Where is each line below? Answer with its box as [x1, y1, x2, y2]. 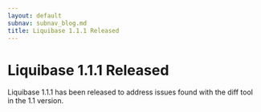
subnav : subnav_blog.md [7, 19, 88, 27]
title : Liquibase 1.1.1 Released [7, 26, 120, 34]
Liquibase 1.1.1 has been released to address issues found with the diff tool [7, 87, 254, 97]
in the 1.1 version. [7, 96, 64, 106]
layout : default [7, 11, 62, 20]
